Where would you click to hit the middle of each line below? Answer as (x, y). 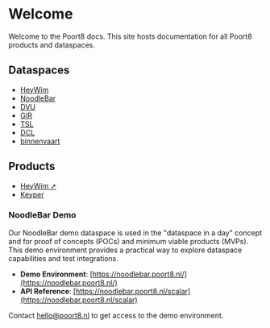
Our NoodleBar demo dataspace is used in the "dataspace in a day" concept (135, 233)
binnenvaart (40, 141)
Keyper (32, 194)
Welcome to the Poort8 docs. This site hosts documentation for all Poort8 (130, 36)
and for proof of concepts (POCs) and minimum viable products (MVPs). (129, 241)
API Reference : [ (48, 291)
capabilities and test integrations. (63, 258)
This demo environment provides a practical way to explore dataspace (125, 250)
